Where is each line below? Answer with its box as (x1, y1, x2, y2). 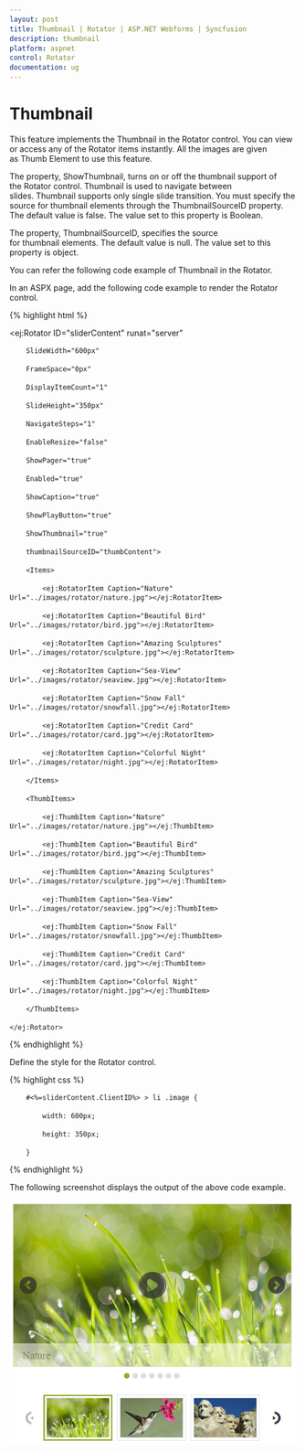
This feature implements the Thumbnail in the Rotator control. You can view (9, 133, 293, 144)
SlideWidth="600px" (26, 346, 100, 356)
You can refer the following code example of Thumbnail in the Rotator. (9, 264, 273, 275)
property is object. (9, 247, 79, 258)
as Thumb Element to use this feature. (9, 153, 152, 164)
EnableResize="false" (26, 437, 108, 447)
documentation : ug (9, 63, 79, 72)
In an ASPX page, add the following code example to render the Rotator (9, 282, 279, 293)
